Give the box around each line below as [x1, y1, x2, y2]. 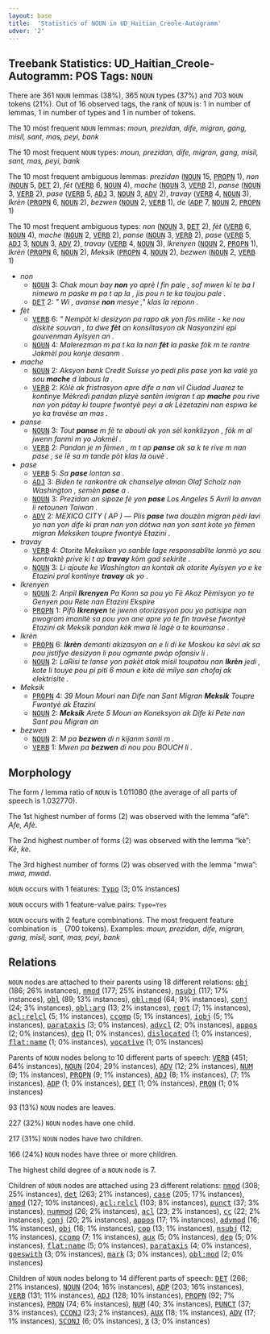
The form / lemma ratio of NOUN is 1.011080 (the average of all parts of [8, 788, 238, 796]
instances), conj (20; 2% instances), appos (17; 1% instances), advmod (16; [8, 1215, 260, 1224]
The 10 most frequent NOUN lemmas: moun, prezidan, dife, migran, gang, [8, 123, 247, 133]
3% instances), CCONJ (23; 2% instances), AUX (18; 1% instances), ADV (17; [8, 1307, 256, 1317]
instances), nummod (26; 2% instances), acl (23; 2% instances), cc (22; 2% [8, 1206, 260, 1216]
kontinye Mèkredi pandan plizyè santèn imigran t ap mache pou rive [31, 392, 260, 401]
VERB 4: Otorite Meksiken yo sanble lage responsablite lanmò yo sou [31, 546, 262, 555]
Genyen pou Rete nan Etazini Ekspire [31, 597, 156, 607]
